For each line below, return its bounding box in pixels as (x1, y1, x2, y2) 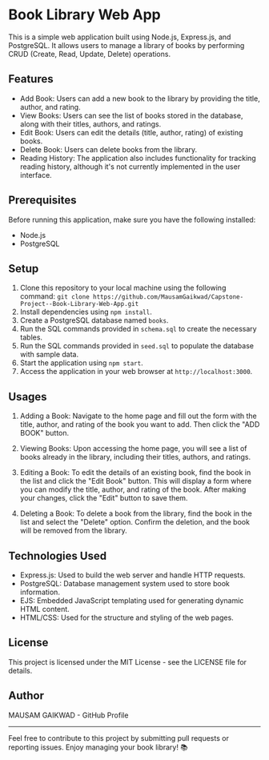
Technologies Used (8, 549, 106, 562)
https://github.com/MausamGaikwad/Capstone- (92, 293, 244, 301)
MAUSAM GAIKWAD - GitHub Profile (8, 710, 129, 720)
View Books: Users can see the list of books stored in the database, (19, 111, 243, 120)
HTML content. (19, 605, 70, 613)
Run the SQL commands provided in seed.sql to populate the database (19, 341, 255, 351)
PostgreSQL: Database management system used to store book (19, 579, 230, 588)
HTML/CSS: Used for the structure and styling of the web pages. (19, 613, 234, 622)
